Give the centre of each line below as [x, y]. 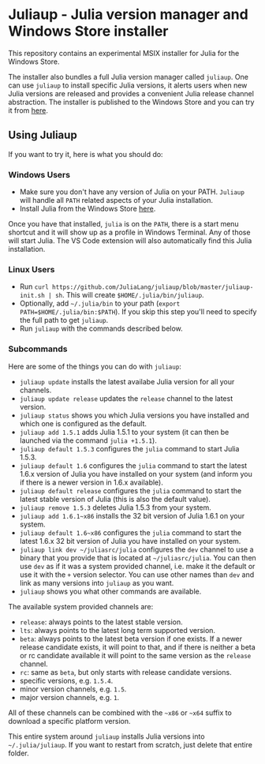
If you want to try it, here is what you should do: [86, 154]
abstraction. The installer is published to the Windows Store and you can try [131, 102]
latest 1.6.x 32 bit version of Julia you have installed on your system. [130, 541]
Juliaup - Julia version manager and [128, 15]
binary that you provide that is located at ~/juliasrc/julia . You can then [138, 557]
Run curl [34, 286]
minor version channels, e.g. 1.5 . [73, 689]
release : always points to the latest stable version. [101, 622]
